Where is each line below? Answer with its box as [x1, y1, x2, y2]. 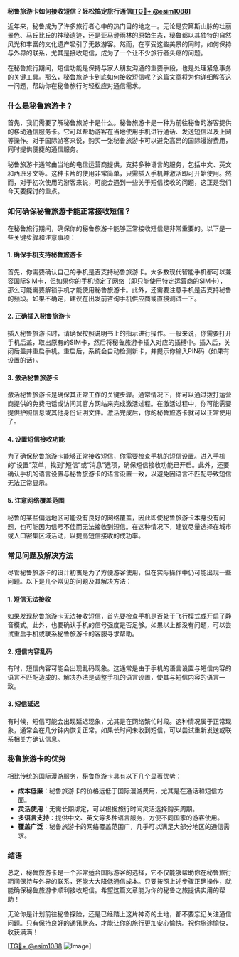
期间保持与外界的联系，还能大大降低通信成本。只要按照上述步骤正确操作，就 [7, 877, 232, 886]
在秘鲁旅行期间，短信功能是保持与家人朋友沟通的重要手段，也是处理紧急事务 [7, 64, 232, 72]
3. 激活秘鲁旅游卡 [7, 373, 59, 382]
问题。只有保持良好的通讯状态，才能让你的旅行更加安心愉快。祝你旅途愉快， [7, 919, 232, 927]
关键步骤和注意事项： [13, 232, 76, 241]
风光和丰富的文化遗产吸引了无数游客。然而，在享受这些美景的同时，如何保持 [7, 40, 232, 48]
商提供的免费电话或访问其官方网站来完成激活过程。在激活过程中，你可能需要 [7, 400, 232, 408]
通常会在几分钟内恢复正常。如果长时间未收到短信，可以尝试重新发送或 [19, 725, 225, 734]
